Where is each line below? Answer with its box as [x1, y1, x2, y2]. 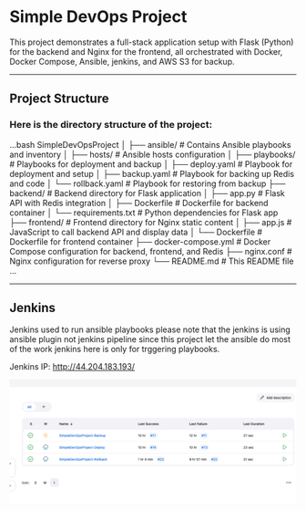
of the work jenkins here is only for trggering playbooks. [9, 344, 220, 355]
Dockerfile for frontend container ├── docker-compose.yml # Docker [9, 235, 271, 247]
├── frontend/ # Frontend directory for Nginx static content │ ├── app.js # [9, 216, 292, 227]
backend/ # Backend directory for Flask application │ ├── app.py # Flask [9, 187, 285, 198]
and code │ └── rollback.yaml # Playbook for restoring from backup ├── [9, 178, 286, 189]
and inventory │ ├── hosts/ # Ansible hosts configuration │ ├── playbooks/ [9, 149, 296, 160]
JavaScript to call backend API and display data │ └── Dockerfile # [9, 226, 262, 237]
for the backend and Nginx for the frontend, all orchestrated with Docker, [9, 46, 283, 57]
